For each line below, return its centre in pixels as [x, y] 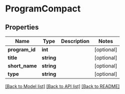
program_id [22, 49]
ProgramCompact [43, 9]
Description [75, 41]
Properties [22, 27]
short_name [22, 66]
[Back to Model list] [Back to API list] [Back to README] [62, 86]
